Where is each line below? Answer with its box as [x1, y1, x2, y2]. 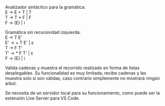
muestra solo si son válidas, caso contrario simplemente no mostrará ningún [5, 76, 160, 81]
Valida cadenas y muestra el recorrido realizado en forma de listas [5, 65, 140, 71]
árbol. [5, 80, 17, 86]
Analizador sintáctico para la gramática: [5, 4, 86, 10]
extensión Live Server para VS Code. [5, 95, 80, 101]
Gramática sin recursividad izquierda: [5, 29, 81, 35]
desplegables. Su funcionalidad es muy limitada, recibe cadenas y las [5, 70, 146, 76]
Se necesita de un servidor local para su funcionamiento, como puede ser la [5, 90, 160, 96]
